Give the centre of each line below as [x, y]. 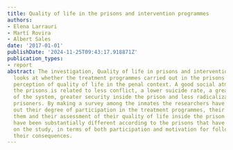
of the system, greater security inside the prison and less [104, 97]
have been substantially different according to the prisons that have [119, 123]
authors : [20, 20]
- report [20, 65]
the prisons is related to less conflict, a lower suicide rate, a [113, 91]
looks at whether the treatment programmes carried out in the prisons [119, 78]
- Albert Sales [29, 39]
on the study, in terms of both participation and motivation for [111, 129]
